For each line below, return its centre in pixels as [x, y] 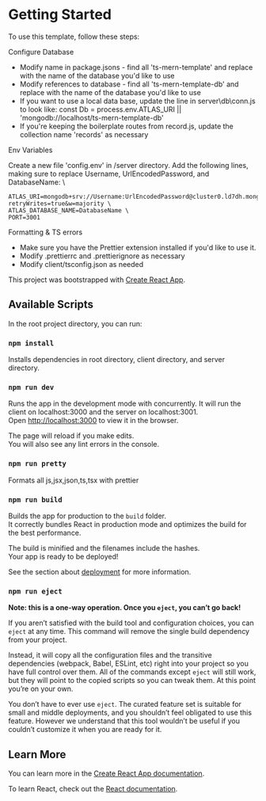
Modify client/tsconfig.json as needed [82, 264]
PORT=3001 [25, 217]
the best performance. [45, 532]
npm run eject [35, 591]
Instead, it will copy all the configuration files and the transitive [110, 655]
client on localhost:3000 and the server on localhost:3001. [103, 412]
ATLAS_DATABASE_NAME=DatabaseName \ [68, 210]
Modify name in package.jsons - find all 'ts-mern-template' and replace [136, 67]
